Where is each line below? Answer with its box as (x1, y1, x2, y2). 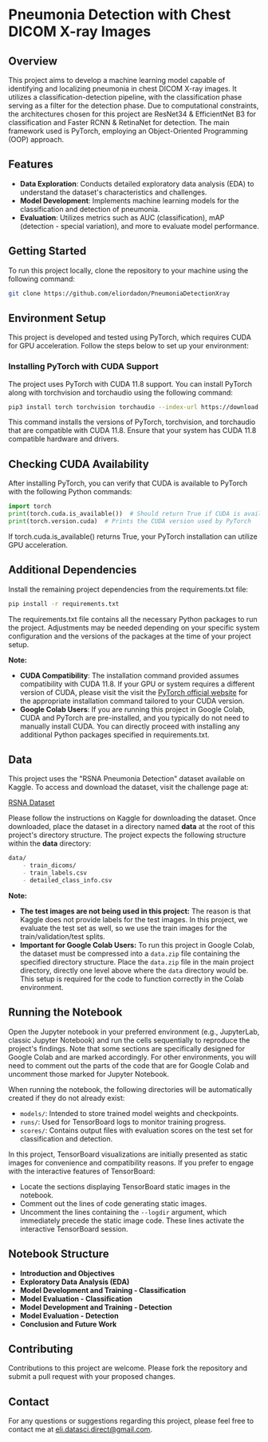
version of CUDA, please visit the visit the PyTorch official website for (19, 687, 249, 697)
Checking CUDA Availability (8, 457, 150, 471)
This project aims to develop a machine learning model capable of (8, 76, 226, 84)
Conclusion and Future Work (19, 1319, 117, 1329)
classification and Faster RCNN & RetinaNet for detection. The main (8, 118, 230, 127)
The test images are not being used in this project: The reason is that (19, 906, 251, 916)
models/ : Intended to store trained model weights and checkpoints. (19, 1108, 239, 1118)
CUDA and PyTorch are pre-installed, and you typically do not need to (19, 713, 250, 722)
